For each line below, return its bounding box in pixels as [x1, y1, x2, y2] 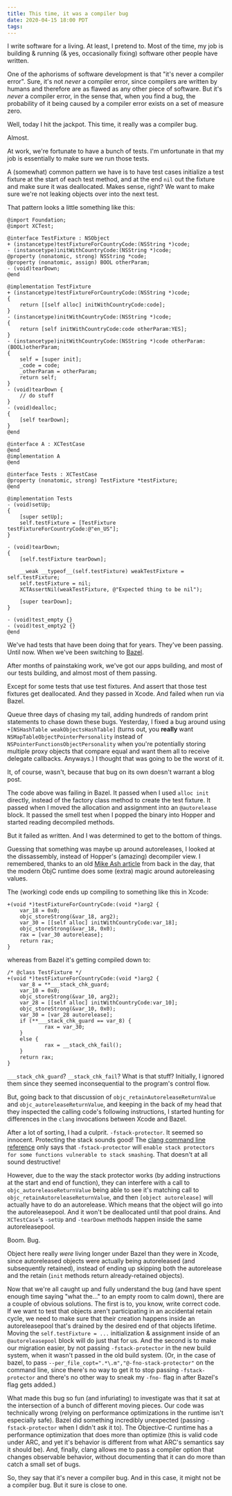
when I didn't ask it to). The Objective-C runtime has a [58, 1423, 213, 1432]
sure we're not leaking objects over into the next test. [7, 190, 159, 198]
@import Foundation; [7, 217, 67, 224]
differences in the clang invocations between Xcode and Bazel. [7, 1115, 187, 1124]
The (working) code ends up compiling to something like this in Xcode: [7, 887, 209, 896]
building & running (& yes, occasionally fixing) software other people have [7, 49, 218, 57]
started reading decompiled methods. [7, 818, 115, 827]
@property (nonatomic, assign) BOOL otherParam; [7, 259, 150, 267]
